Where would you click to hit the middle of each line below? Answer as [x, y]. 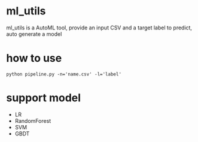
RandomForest [33, 120]
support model [44, 98]
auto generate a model [34, 34]
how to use [34, 58]
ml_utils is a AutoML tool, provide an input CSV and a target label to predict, [99, 28]
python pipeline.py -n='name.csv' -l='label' [64, 74]
